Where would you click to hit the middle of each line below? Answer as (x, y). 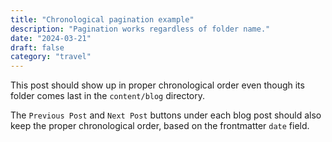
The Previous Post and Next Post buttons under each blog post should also (166, 115)
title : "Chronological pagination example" (102, 19)
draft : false (37, 47)
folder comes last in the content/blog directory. (107, 96)
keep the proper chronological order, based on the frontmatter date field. (160, 126)
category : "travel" (51, 57)
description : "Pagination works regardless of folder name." (140, 29)
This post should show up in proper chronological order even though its (157, 85)
